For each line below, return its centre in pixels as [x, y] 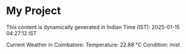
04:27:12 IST [21, 33]
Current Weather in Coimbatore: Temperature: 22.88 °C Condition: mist [93, 45]
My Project [34, 11]
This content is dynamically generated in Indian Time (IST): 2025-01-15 [93, 27]
